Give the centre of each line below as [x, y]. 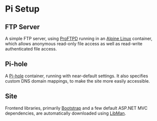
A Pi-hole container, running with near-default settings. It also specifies [77, 76]
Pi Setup [22, 9]
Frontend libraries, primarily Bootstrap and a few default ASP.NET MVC [76, 108]
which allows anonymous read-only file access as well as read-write [74, 44]
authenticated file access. [31, 49]
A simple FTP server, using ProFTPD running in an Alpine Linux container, [79, 38]
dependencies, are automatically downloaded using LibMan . [66, 113]
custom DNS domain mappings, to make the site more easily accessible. [78, 81]
